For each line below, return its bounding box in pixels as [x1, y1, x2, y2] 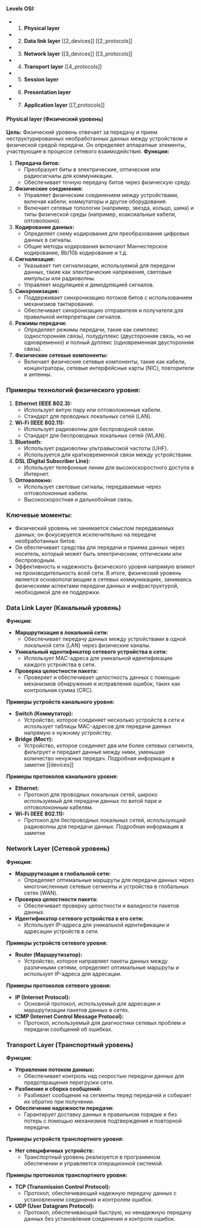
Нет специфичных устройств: [14, 1147, 94, 1154]
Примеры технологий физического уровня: [6, 386, 141, 394]
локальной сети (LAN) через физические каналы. [23, 642, 151, 649]
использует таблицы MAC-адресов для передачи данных [23, 723, 172, 730]
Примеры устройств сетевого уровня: [6, 939, 108, 946]
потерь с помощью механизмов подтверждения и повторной [23, 1117, 182, 1124]
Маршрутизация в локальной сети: [14, 629, 109, 636]
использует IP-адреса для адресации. [23, 970, 122, 977]
